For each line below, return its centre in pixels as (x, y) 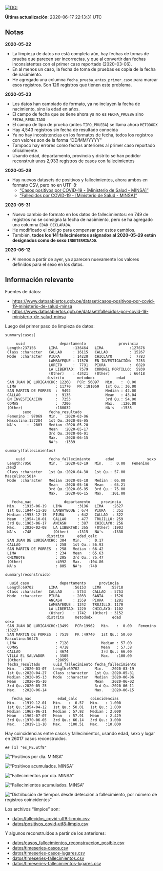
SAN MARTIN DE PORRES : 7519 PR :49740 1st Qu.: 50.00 (70, 634)
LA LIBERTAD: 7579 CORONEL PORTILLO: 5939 (97, 369)
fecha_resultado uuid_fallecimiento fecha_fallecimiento (72, 664)
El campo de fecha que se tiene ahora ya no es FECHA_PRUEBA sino (78, 114)
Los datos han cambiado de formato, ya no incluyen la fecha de (76, 104)
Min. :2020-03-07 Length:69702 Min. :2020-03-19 (71, 669)
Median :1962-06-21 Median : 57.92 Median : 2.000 (64, 711)
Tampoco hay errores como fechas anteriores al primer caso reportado (83, 145)
